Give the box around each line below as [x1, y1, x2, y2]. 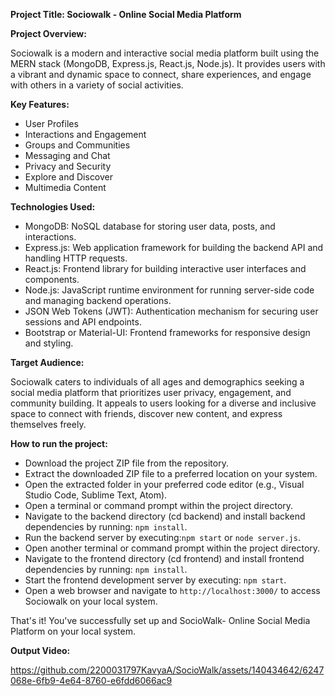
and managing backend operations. [24, 295, 172, 306]
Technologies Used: [10, 201, 96, 213]
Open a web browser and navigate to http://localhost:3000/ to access [24, 585, 321, 596]
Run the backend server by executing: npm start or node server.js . [24, 532, 301, 543]
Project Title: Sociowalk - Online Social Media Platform [10, 9, 242, 20]
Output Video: [10, 645, 71, 656]
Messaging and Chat [24, 150, 111, 161]
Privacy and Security [24, 160, 112, 172]
